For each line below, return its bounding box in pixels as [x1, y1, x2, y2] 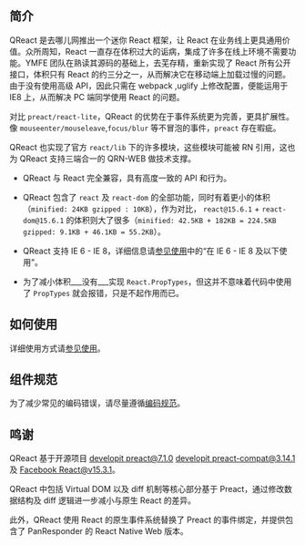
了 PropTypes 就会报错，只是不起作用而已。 [22, 287, 185, 298]
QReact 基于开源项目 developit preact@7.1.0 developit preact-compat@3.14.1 [9, 453, 296, 464]
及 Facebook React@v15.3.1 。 [9, 464, 120, 476]
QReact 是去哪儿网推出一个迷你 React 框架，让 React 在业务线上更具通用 [9, 35, 283, 46]
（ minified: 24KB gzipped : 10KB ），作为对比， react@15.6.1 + [22, 203, 260, 214]
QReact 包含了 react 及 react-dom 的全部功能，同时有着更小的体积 [22, 191, 270, 202]
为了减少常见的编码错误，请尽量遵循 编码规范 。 [9, 397, 185, 408]
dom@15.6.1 [22, 216, 65, 225]
